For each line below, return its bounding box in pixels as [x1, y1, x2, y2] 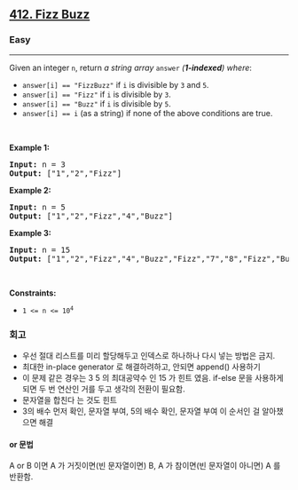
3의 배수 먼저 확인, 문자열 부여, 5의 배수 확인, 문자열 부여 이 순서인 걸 [21, 406, 260, 416]
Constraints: [9, 288, 57, 298]
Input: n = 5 [9, 202, 67, 212]
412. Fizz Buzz [9, 7, 90, 22]
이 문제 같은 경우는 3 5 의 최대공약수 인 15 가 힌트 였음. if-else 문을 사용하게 [21, 372, 284, 383]
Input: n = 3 [9, 159, 67, 170]
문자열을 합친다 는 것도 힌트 [21, 394, 118, 405]
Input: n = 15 [9, 244, 71, 255]
